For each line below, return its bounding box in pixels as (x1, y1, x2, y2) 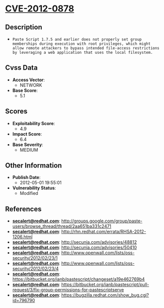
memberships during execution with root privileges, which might (12, 41, 151, 46)
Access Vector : (12, 77, 45, 83)
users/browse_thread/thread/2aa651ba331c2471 (12, 223, 112, 229)
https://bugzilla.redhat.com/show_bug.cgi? (61, 292, 149, 298)
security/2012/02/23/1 (12, 255, 58, 261)
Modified (19, 190, 38, 196)
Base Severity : (12, 142, 43, 148)
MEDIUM (19, 147, 38, 153)
